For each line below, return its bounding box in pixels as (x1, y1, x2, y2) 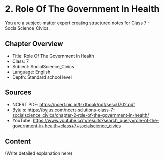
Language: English (12, 69, 51, 75)
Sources (5, 88, 32, 97)
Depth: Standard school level (12, 74, 72, 80)
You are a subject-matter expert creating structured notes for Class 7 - (5, 20, 150, 26)
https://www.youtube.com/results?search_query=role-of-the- (33, 117, 159, 123)
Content (5, 137, 31, 145)
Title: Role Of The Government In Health (12, 53, 94, 59)
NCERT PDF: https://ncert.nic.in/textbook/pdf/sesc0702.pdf (12, 101, 135, 107)
